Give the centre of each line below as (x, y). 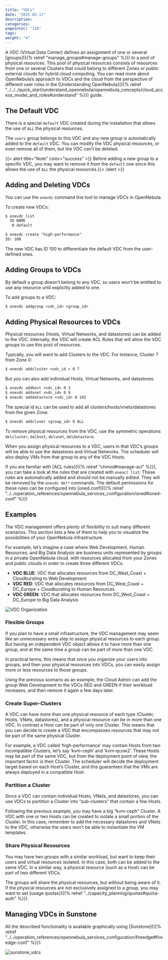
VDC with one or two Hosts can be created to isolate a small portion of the (82, 817)
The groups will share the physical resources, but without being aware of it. (83, 882)
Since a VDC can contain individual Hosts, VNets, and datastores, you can (82, 796)
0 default (22, 225)
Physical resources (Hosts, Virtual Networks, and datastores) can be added (83, 334)
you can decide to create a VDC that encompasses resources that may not (82, 731)
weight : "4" (18, 38)
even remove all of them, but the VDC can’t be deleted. (62, 148)
